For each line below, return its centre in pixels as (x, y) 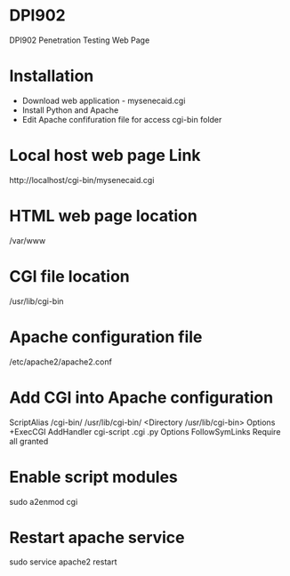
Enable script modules (93, 477)
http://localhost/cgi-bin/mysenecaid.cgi (82, 180)
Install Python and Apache (70, 110)
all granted (29, 441)
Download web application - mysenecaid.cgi (104, 100)
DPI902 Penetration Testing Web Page (80, 40)
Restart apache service (97, 537)
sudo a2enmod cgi (44, 501)
